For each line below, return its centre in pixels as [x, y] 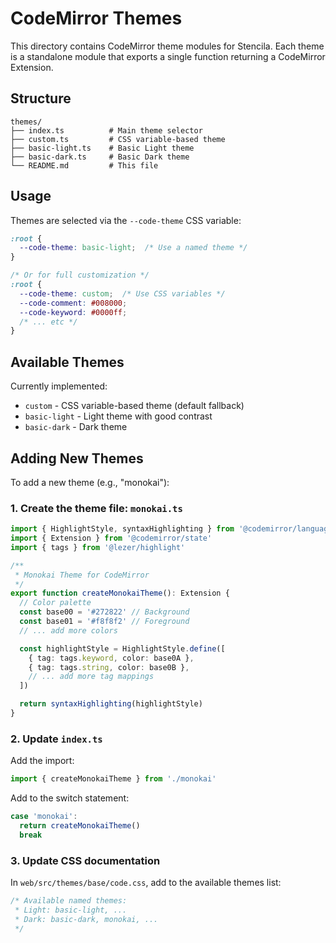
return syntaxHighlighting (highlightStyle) [111, 704]
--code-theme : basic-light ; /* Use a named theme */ [133, 248]
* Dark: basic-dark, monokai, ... [86, 919]
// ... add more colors [68, 630]
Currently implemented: [59, 386]
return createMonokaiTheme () [80, 826]
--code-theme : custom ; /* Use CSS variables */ [122, 293]
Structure [41, 98]
